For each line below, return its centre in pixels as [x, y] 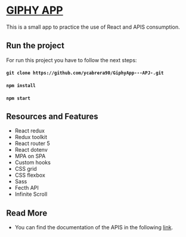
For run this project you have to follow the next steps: [72, 60]
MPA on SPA [30, 156]
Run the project [35, 46]
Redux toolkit [31, 137]
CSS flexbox [30, 175]
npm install [21, 85]
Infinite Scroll [31, 194]
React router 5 [32, 143]
